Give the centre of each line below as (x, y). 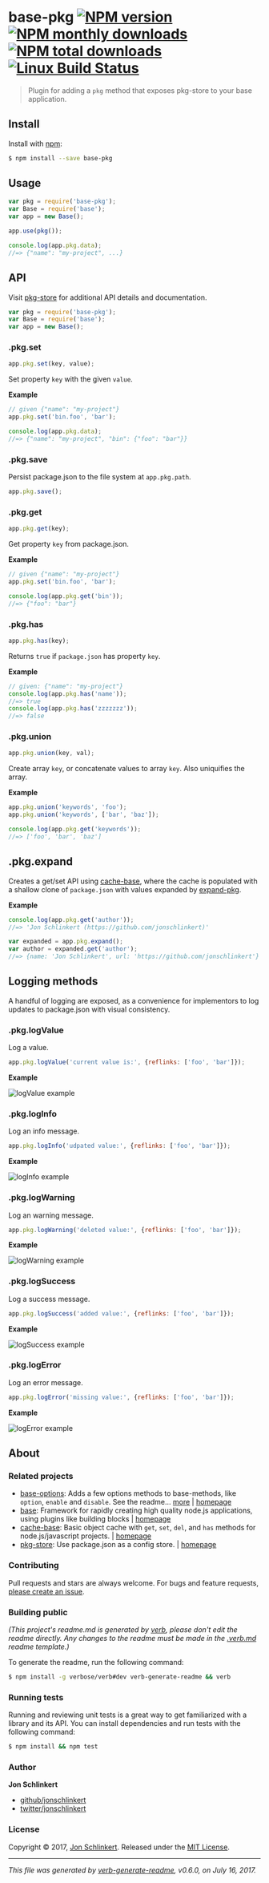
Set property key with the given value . (71, 379)
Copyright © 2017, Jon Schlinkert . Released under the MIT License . (119, 1847)
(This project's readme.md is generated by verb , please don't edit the (123, 1630)
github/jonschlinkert (53, 1800)
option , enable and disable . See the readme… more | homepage (126, 1502)
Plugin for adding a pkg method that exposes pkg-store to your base (140, 90)
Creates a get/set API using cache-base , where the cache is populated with (133, 881)
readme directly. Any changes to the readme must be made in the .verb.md (132, 1638)
